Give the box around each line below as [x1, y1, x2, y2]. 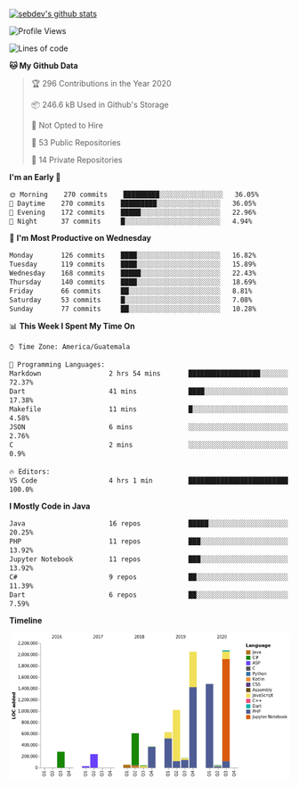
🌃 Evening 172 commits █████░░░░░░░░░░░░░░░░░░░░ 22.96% [9, 208, 256, 217]
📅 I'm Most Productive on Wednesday [9, 233, 151, 243]
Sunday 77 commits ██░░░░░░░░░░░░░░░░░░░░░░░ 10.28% [9, 304, 256, 313]
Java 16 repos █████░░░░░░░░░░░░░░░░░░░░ [9, 519, 289, 528]
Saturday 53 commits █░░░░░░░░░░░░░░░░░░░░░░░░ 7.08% [9, 295, 253, 304]
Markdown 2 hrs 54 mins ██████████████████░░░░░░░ [9, 369, 289, 378]
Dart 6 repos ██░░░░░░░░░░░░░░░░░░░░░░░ [9, 591, 289, 600]
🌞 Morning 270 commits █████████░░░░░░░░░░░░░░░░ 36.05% [9, 190, 260, 199]
